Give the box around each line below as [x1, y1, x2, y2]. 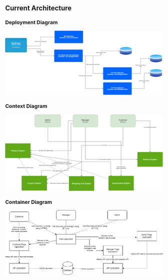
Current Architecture [5, 4, 72, 12]
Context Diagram [5, 102, 47, 109]
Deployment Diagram [5, 19, 58, 26]
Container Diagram [5, 198, 52, 205]
